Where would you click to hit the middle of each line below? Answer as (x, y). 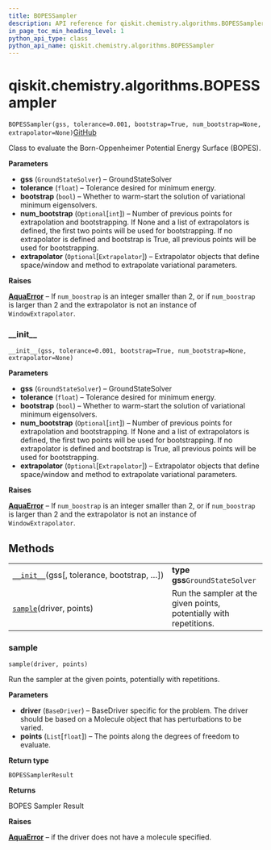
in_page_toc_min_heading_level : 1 (67, 31)
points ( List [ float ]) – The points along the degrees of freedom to (129, 736)
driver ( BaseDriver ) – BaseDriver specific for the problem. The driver (134, 710)
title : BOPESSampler (43, 16)
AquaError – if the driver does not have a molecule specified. (110, 837)
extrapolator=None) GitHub (52, 132)
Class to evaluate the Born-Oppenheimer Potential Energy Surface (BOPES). (135, 148)
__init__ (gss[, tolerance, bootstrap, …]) (88, 576)
